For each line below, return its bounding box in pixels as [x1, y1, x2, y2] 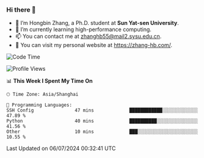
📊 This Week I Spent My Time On [6, 77, 93, 85]
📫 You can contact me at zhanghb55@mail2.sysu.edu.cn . [15, 33, 162, 40]
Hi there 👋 [6, 5, 37, 14]
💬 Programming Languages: [6, 102, 72, 109]
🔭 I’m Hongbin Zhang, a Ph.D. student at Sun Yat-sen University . [15, 20, 179, 27]
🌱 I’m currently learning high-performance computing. [15, 26, 151, 33]
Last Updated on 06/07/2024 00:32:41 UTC [6, 145, 116, 152]
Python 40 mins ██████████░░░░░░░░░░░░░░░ [6, 118, 199, 124]
